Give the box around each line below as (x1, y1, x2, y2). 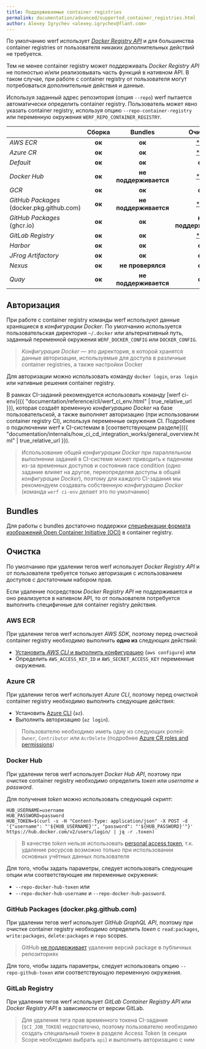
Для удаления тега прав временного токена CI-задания (21, 1016, 168, 1024)
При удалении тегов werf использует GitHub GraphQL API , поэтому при (6, 919, 193, 926)
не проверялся (119, 261, 166, 270)
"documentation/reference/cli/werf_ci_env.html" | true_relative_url (25, 398, 192, 405)
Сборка (86, 128, 110, 137)
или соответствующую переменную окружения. (54, 969, 182, 976)
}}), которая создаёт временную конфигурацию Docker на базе (6, 404, 173, 412)
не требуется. (6, 50, 43, 58)
